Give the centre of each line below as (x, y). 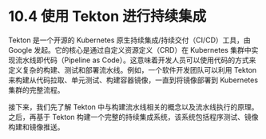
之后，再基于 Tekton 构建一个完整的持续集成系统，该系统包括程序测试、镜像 (133, 117)
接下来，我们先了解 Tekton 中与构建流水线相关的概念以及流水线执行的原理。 (133, 107)
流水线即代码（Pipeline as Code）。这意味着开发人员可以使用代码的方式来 (135, 60)
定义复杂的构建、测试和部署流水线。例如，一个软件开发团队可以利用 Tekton (133, 69)
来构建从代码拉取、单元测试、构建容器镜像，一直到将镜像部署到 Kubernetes (133, 80)
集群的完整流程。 (36, 89)
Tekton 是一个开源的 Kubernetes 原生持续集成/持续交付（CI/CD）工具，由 (129, 40)
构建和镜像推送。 (36, 127)
